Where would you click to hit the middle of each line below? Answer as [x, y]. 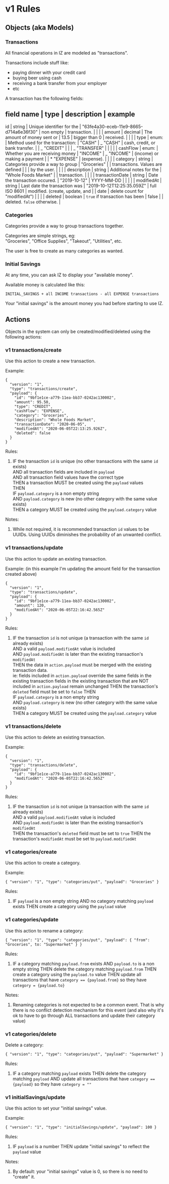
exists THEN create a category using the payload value [69, 907]
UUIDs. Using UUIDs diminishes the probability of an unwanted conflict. [87, 535]
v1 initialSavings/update [35, 1097]
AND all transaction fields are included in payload [63, 472]
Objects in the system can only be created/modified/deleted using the [78, 331]
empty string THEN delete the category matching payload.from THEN [84, 969]
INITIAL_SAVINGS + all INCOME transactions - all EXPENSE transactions [82, 294]
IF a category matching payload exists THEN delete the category [79, 1073]
